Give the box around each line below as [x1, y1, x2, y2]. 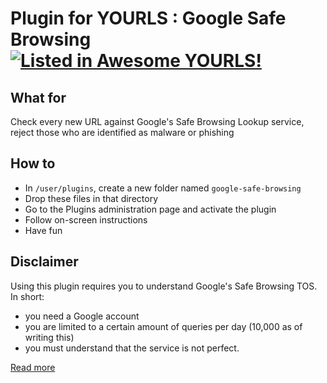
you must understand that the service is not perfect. [24, 342, 240, 354]
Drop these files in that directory [24, 192, 158, 204]
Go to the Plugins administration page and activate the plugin [24, 203, 277, 215]
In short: [10, 290, 45, 302]
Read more [10, 361, 56, 373]
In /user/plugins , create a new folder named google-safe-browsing [24, 182, 302, 194]
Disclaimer [10, 253, 79, 271]
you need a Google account [24, 310, 140, 322]
